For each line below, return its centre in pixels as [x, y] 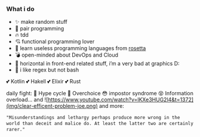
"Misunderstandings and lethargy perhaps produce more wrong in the [93, 118]
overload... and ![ [27, 99]
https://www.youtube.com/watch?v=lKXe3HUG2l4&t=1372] [121, 99]
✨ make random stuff [41, 22]
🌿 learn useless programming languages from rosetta [80, 48]
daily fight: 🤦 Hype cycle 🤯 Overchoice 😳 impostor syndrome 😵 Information [100, 94]
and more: [111, 106]
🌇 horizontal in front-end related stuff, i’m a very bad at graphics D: [97, 64]
